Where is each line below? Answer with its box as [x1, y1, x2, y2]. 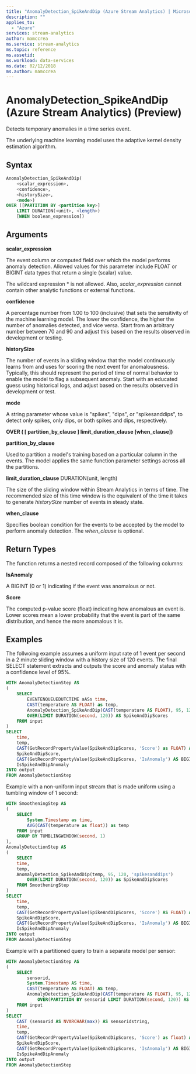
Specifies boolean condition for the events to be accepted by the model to [6, 521, 185, 528]
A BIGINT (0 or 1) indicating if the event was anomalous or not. [6, 582, 156, 589]
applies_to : [6, 19, 35, 25]
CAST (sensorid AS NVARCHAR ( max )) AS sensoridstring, [16, 1018, 150, 1024]
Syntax [6, 160, 33, 170]
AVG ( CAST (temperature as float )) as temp [27, 822, 129, 828]
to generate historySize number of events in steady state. [6, 498, 144, 505]
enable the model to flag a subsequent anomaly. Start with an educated [6, 375, 178, 382]
